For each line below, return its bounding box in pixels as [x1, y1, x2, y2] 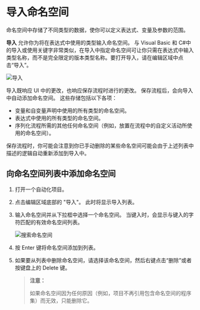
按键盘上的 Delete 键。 [14, 264, 71, 271]
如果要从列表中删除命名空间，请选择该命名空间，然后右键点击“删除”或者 [14, 256, 192, 263]
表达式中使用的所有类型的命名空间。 [14, 114, 104, 121]
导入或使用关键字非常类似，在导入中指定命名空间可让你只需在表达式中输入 [11, 46, 194, 54]
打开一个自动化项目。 [14, 186, 67, 193]
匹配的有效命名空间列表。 [20, 219, 83, 226]
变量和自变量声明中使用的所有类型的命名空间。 [14, 107, 130, 114]
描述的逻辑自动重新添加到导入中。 [6, 149, 90, 156]
